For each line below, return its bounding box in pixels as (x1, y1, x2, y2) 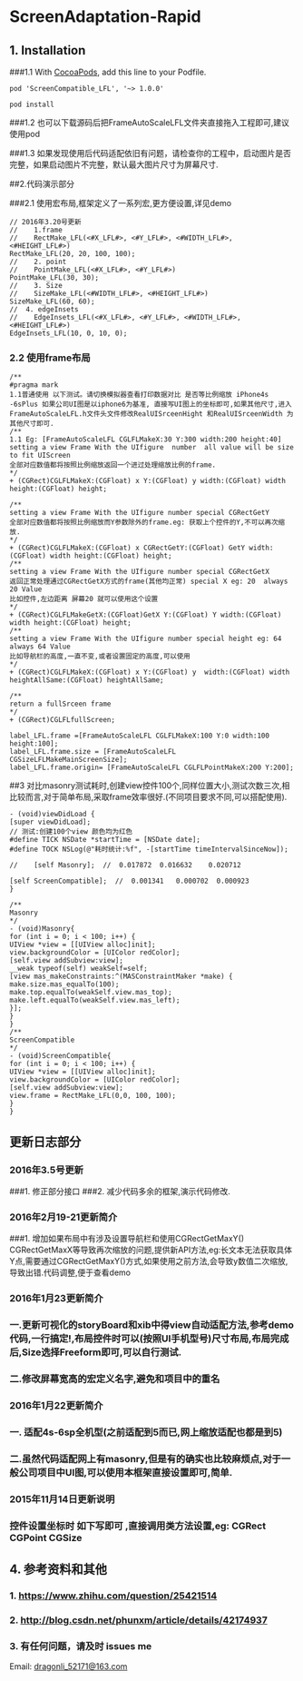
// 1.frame (9, 225, 64, 234)
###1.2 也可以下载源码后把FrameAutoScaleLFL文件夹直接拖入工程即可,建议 (9, 117, 290, 128)
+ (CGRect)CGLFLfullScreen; (9, 716, 116, 725)
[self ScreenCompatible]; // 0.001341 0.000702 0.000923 (9, 876, 249, 886)
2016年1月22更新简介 (9, 1399, 103, 1411)
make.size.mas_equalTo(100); (9, 980, 120, 989)
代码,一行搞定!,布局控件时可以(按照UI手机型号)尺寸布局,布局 (9, 1332, 270, 1345)
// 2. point (9, 257, 67, 266)
